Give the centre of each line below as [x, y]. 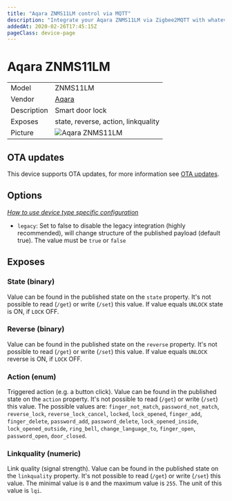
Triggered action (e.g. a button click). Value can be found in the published [112, 392]
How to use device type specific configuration [73, 212]
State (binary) [31, 282]
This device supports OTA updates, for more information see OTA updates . [113, 174]
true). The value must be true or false [71, 240]
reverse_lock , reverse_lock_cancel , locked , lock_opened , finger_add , [105, 414]
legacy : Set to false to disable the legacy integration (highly [101, 226]
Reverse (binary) [36, 329]
